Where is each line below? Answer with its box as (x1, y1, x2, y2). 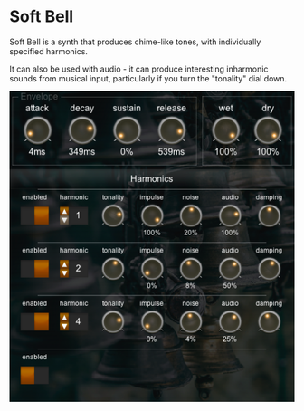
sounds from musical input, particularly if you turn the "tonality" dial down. (9, 72, 288, 83)
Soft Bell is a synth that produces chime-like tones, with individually (9, 36, 261, 47)
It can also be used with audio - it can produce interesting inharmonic (9, 63, 269, 74)
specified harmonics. (9, 45, 89, 56)
